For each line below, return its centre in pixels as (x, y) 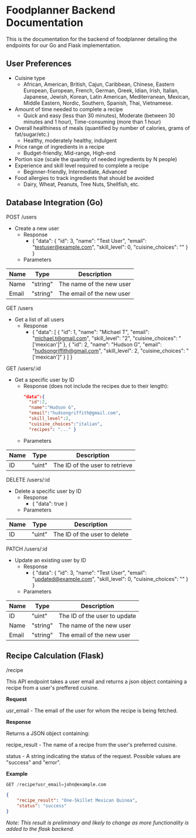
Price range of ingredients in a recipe (59, 146)
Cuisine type (30, 78)
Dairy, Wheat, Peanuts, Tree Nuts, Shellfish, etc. (81, 184)
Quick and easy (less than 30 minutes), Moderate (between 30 (99, 115)
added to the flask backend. (40, 829)
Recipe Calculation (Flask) (55, 656)
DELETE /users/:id (28, 479)
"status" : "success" (42, 806)
